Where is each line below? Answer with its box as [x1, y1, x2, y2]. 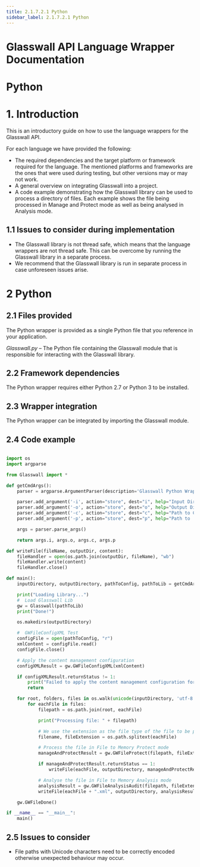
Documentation [6, 53, 85, 66]
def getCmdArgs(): [6, 482, 52, 489]
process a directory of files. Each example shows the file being [14, 195, 170, 202]
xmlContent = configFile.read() [17, 641, 97, 647]
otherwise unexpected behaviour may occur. [14, 854, 125, 861]
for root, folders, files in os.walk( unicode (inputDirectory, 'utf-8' [17, 696, 196, 702]
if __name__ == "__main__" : [6, 810, 76, 816]
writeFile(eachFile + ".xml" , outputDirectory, [37, 788, 159, 795]
